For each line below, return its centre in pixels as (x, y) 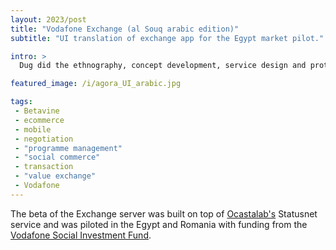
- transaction (44, 167)
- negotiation (44, 139)
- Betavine (37, 111)
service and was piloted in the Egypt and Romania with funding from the (159, 224)
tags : (21, 102)
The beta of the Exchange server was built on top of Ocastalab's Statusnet (164, 213)
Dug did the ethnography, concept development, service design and (163, 66)
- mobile (33, 129)
